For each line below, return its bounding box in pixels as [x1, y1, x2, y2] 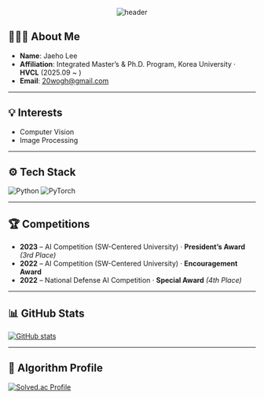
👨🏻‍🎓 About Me [8, 30, 80, 43]
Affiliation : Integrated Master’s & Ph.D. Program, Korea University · [19, 59, 236, 68]
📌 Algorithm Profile [8, 361, 104, 375]
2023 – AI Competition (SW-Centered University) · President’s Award [19, 242, 246, 251]
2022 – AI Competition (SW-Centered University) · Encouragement [19, 259, 238, 269]
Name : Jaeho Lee [19, 51, 78, 60]
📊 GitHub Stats [8, 306, 85, 320]
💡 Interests [8, 106, 63, 119]
